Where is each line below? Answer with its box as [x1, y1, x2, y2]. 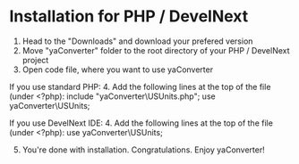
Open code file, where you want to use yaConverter [21, 64, 213, 75]
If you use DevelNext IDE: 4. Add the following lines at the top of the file [9, 118, 273, 128]
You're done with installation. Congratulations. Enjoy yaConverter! [21, 144, 266, 155]
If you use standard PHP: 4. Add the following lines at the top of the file [9, 81, 271, 92]
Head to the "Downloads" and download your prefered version [21, 36, 253, 46]
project [21, 54, 49, 65]
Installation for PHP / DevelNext [9, 6, 249, 27]
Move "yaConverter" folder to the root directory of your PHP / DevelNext [21, 45, 290, 55]
